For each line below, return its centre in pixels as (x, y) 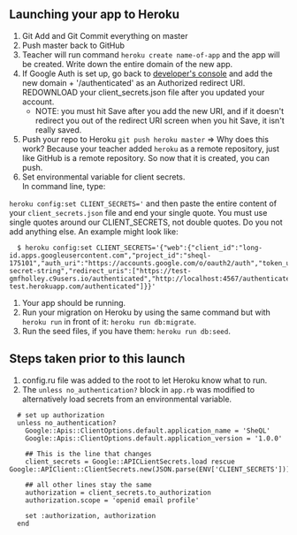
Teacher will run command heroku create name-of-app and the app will (151, 54)
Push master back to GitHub (73, 45)
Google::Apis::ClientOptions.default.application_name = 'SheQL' (148, 431)
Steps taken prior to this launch (97, 359)
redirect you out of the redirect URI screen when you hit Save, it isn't (160, 120)
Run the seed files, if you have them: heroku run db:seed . (126, 331)
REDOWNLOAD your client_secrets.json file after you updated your (143, 92)
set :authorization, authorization (91, 516)
